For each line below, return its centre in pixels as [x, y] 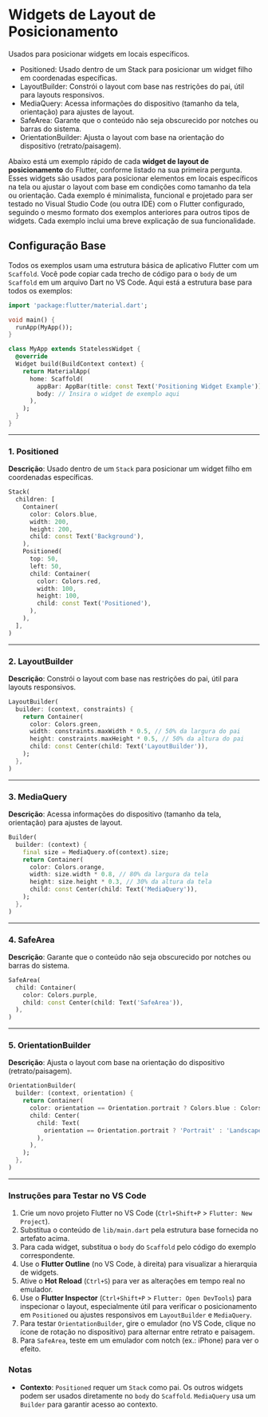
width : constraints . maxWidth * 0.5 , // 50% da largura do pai [135, 732]
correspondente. [47, 1255]
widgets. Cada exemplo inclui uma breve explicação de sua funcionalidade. [132, 221]
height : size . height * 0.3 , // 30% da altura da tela [121, 882]
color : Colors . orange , [67, 867]
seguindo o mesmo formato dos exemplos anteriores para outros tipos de [129, 212]
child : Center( [55, 1116]
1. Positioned [33, 451]
